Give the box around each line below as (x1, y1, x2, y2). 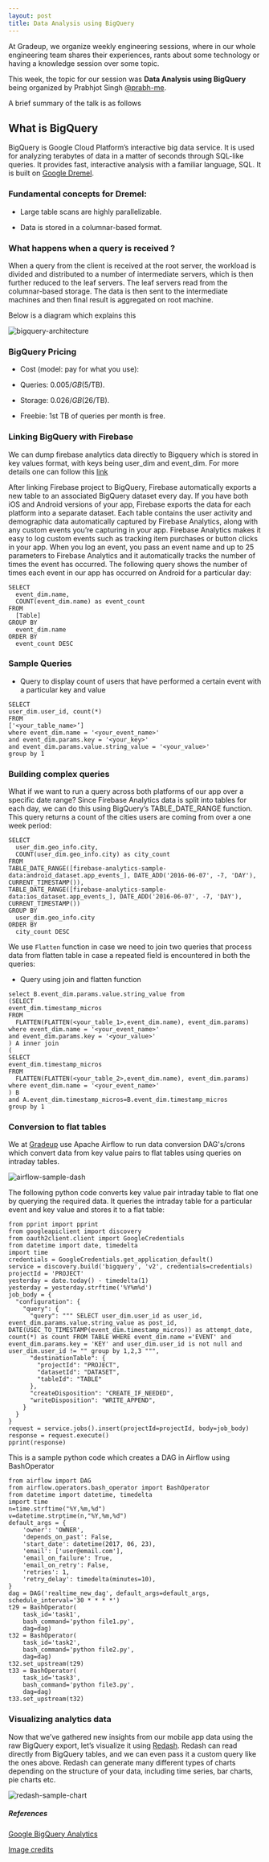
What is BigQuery (8, 121, 99, 135)
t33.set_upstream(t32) (8, 1695, 84, 1704)
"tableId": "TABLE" (37, 1375, 103, 1383)
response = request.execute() (8, 1432, 110, 1440)
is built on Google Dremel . (8, 168, 95, 178)
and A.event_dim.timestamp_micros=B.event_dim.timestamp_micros (8, 1095, 228, 1104)
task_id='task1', (22, 1610, 81, 1619)
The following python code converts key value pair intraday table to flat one (8, 1188, 259, 1198)
